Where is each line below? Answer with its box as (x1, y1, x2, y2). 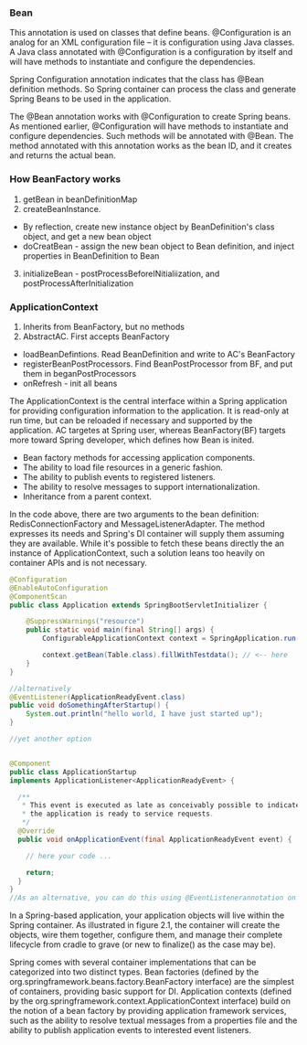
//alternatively (9, 684, 71, 693)
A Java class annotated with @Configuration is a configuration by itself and (9, 47, 293, 58)
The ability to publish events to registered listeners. (22, 471, 217, 482)
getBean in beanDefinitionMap (22, 194, 138, 205)
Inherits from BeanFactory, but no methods (22, 321, 185, 332)
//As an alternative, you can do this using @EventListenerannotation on (9, 893, 297, 902)
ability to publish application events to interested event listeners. (9, 1025, 251, 1036)
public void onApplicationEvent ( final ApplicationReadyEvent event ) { (17, 835, 292, 844)
